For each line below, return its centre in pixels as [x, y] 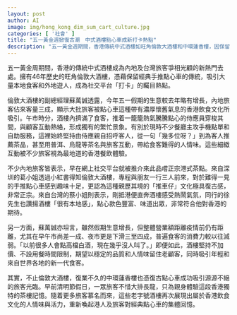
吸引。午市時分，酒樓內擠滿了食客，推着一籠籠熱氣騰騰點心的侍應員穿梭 [112, 118]
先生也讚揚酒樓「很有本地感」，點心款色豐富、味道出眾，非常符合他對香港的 [117, 203]
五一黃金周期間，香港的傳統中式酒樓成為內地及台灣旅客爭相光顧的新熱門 [112, 67]
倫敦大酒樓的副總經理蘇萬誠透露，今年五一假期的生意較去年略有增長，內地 [115, 100]
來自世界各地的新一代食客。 [48, 263]
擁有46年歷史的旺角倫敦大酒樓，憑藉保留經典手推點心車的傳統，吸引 [119, 76]
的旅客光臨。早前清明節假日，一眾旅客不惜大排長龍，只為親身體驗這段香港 [115, 286]
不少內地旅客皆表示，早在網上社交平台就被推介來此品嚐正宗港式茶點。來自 [115, 168]
